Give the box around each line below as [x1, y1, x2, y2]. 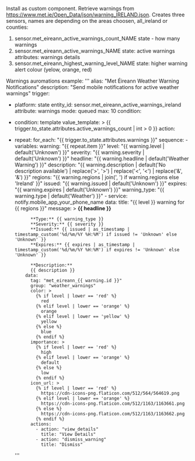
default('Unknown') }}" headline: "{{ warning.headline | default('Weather [14, 155, 189, 162]
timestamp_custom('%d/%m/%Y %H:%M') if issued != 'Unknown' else [14, 231, 177, 237]
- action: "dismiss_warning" [36, 436, 107, 442]
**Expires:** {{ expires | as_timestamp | [30, 242, 135, 248]
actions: [30, 421, 52, 427]
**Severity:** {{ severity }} [30, 221, 104, 227]
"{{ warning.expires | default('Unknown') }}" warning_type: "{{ [14, 186, 165, 193]
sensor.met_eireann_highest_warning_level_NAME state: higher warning [14, 60, 188, 67]
